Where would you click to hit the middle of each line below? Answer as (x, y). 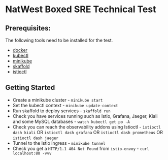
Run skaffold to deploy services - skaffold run (61, 111)
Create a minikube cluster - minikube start (58, 100)
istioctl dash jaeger (35, 138)
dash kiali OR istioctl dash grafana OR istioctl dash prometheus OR (88, 132)
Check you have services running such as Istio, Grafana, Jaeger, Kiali (85, 116)
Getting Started (30, 88)
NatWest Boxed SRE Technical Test (81, 9)
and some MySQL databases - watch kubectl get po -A (71, 121)
